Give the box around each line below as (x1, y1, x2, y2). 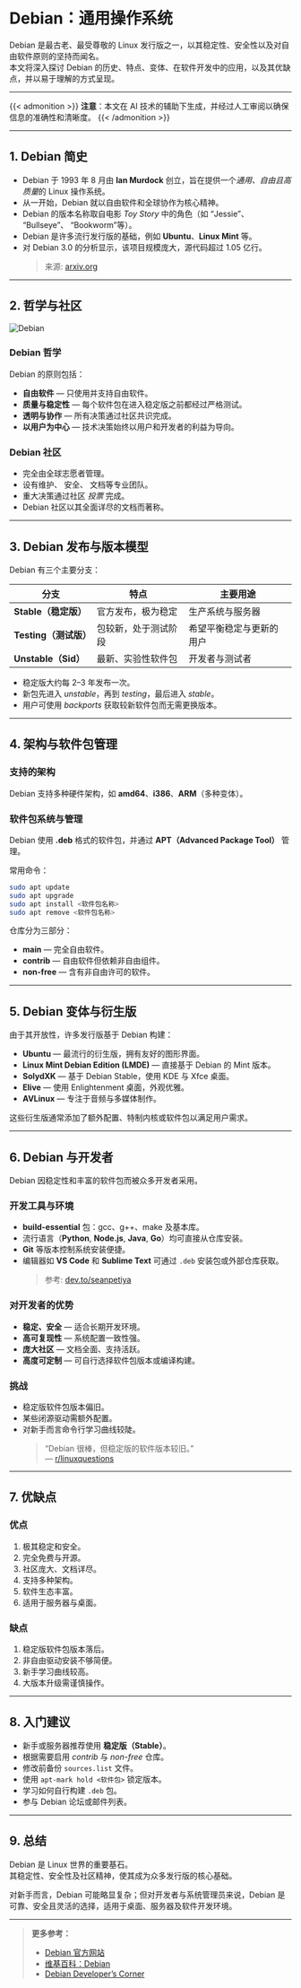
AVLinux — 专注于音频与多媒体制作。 (21, 1094, 161, 1104)
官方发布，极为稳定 (96, 605, 177, 617)
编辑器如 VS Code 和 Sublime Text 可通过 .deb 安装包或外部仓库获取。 (21, 1255, 284, 1266)
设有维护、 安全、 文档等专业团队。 (21, 479, 153, 490)
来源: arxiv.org (44, 261, 99, 272)
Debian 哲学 (9, 346, 62, 359)
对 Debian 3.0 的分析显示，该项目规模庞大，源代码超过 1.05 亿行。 (21, 241, 267, 252)
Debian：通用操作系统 (9, 8, 173, 29)
